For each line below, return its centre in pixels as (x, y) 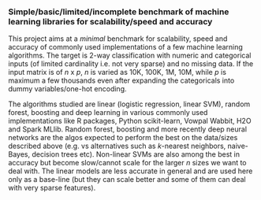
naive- (238, 146)
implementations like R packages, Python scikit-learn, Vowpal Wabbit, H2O (130, 121)
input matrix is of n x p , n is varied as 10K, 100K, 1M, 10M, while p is (117, 72)
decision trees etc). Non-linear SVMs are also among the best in (136, 154)
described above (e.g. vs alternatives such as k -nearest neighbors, (117, 146)
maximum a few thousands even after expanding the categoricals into (121, 80)
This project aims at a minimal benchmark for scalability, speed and (118, 39)
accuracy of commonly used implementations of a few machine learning (125, 47)
